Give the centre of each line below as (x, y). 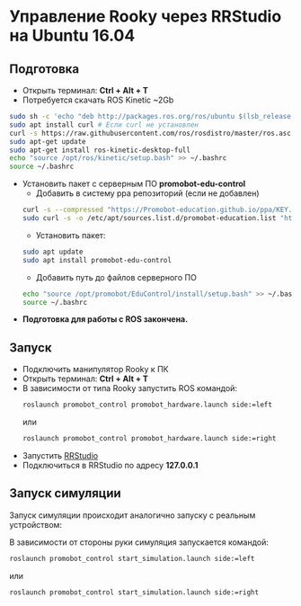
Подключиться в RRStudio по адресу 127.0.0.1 (110, 465)
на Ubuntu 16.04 (72, 36)
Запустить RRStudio (60, 455)
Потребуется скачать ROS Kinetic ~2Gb (98, 100)
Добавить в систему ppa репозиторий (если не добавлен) (147, 193)
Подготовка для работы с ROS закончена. (105, 319)
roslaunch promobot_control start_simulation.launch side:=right (134, 592)
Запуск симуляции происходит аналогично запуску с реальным (133, 515)
